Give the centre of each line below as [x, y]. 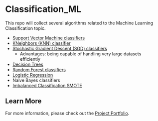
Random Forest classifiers [39, 69]
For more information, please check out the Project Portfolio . [67, 113]
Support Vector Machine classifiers [49, 38]
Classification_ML [43, 9]
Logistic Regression [33, 75]
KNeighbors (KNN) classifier [41, 43]
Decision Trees [28, 64]
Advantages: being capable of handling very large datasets [80, 54]
